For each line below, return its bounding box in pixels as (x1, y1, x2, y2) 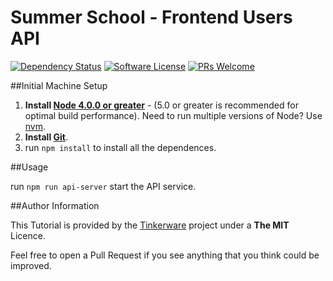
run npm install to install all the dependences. (24, 141, 217, 153)
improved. (10, 259, 52, 271)
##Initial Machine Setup (10, 79, 108, 91)
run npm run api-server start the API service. (10, 180, 197, 192)
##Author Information (10, 199, 100, 211)
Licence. (10, 229, 46, 241)
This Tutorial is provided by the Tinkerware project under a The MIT (10, 219, 290, 231)
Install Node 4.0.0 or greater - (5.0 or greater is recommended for (24, 99, 299, 111)
